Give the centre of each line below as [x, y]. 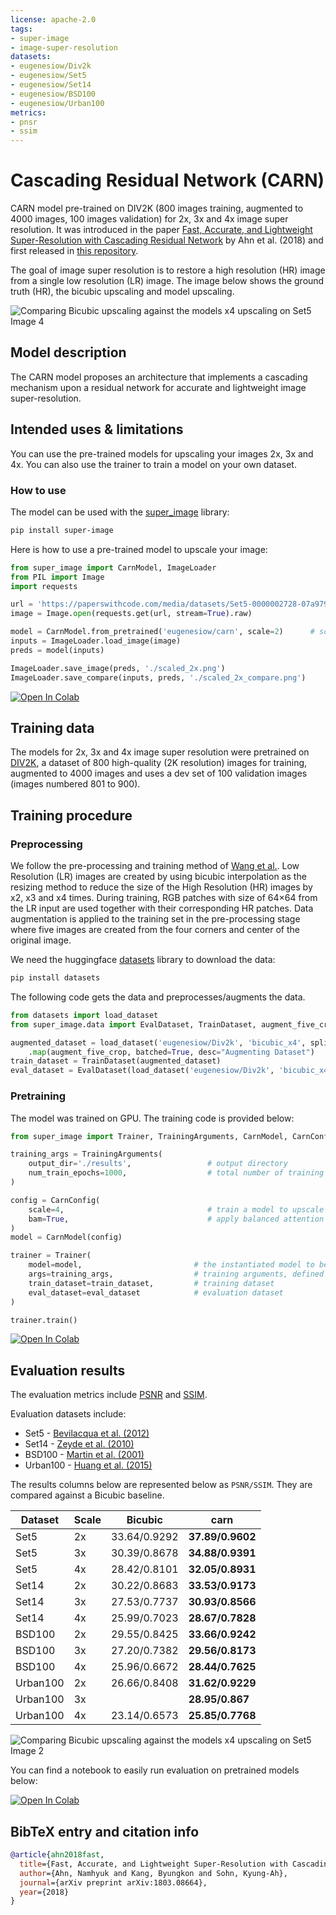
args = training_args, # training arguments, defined [176, 1274]
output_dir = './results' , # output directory [158, 1164]
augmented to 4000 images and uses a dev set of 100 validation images [159, 773]
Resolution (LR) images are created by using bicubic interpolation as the [158, 877]
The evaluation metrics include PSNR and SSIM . [109, 1395]
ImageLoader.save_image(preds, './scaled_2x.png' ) [118, 668]
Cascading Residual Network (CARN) [167, 180]
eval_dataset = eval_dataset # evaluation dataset [156, 1292]
